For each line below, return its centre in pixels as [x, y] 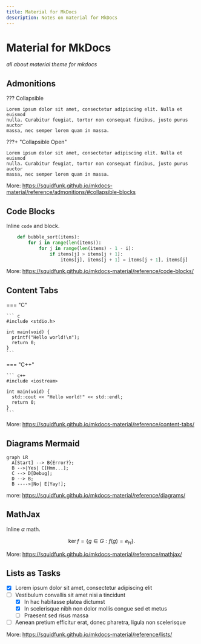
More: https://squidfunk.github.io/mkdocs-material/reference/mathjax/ [94, 554]
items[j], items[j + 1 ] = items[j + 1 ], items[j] [124, 260]
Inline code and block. [33, 226]
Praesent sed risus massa [56, 615]
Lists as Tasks [33, 573]
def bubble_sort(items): [48, 237]
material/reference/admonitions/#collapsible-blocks [71, 192]
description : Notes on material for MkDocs [62, 18]
